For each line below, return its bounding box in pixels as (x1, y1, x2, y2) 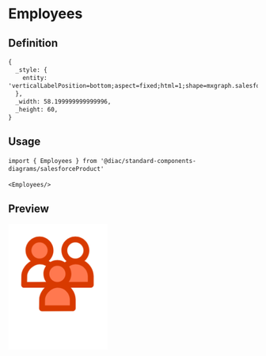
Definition (8, 36, 58, 50)
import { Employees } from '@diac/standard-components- (8, 157, 196, 165)
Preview (8, 203, 50, 216)
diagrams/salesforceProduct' (8, 165, 104, 172)
